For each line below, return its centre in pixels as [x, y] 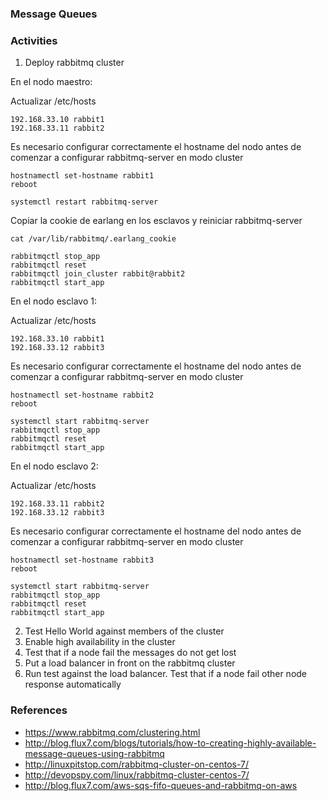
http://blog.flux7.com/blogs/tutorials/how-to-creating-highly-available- [170, 743]
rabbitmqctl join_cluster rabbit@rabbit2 [98, 274]
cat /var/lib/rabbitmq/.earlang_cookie [93, 239]
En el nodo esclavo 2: [54, 466]
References [39, 710]
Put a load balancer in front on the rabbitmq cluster [130, 663]
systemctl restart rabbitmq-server [84, 202]
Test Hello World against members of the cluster [124, 631]
